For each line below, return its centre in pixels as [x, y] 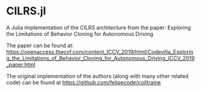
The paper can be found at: [40, 45]
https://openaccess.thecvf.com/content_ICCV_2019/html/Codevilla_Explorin [100, 51]
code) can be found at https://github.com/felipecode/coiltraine [83, 82]
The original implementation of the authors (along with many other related [97, 76]
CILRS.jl [26, 11]
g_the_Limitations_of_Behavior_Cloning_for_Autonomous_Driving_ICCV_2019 [100, 58]
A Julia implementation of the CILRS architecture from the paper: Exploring [98, 27]
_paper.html [21, 65]
